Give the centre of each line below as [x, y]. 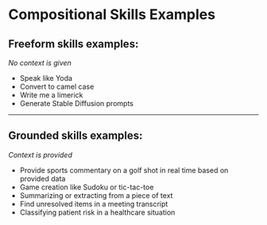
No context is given [40, 63]
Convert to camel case [57, 86]
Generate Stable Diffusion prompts [76, 103]
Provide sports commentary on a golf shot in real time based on [124, 170]
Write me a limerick [51, 95]
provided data [43, 178]
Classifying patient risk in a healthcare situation [97, 212]
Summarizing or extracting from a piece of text [96, 195]
